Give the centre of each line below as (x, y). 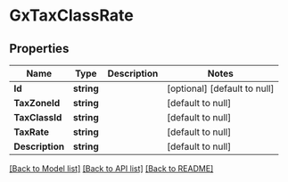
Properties (39, 49)
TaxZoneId (37, 103)
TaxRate (32, 132)
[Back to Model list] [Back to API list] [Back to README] (111, 169)
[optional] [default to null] (220, 88)
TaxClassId (38, 117)
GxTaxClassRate (71, 16)
